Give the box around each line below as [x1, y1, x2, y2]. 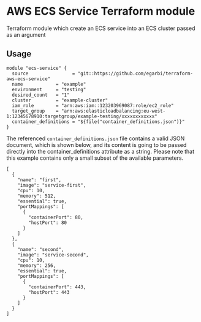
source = [12, 70, 75, 77]
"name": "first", [17, 176, 62, 183]
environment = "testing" [12, 86, 86, 92]
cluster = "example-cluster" [12, 97, 108, 103]
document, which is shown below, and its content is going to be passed [6, 141, 187, 148]
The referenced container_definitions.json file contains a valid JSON [6, 135, 185, 142]
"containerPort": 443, [28, 283, 86, 290]
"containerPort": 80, [28, 214, 84, 220]
